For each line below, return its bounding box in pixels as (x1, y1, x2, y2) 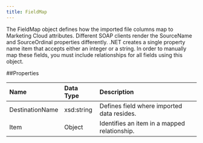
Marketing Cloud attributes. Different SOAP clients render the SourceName (6, 32, 192, 39)
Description (99, 87, 134, 96)
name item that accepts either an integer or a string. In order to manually (6, 45, 187, 52)
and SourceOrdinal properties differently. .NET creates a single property (6, 38, 185, 45)
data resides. (99, 109, 137, 118)
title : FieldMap (6, 8, 47, 15)
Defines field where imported (99, 101, 182, 110)
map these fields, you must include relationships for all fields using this (6, 51, 183, 58)
